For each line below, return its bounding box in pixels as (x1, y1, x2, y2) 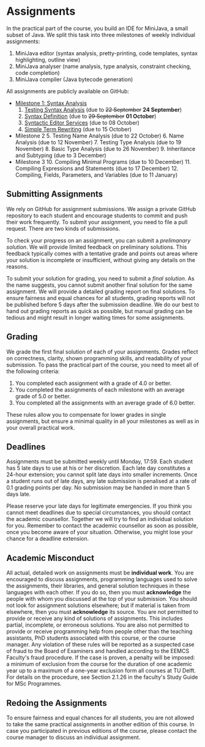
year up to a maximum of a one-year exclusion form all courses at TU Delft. (6, 667, 196, 675)
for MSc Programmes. (6, 680, 62, 687)
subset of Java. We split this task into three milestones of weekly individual (6, 31, 196, 38)
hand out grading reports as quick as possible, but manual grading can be (6, 307, 193, 314)
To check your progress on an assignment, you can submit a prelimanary (6, 236, 191, 244)
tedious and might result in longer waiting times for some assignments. (6, 314, 185, 321)
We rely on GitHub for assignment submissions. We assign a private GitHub (6, 205, 196, 212)
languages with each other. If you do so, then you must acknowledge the (6, 589, 192, 596)
